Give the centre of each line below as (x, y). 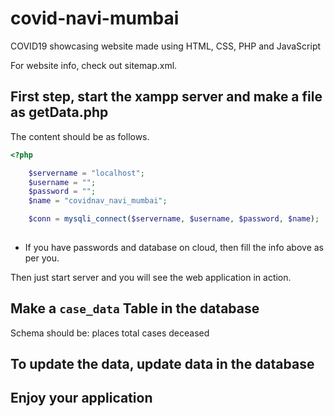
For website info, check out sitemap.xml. (94, 65)
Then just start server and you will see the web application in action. (151, 277)
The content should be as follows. (80, 136)
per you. (42, 258)
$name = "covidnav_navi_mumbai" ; (98, 201)
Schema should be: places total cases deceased (110, 333)
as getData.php (59, 112)
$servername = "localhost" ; (86, 173)
